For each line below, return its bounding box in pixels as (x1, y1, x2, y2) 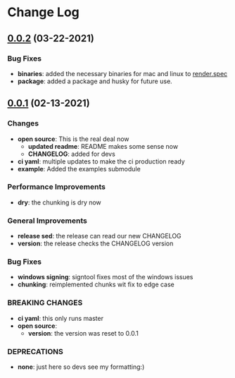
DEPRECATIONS (7, 346, 63, 356)
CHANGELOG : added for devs (27, 150, 116, 158)
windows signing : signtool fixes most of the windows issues (17, 273, 193, 281)
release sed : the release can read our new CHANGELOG (17, 232, 182, 240)
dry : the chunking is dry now (17, 198, 102, 207)
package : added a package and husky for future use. (17, 77, 172, 85)
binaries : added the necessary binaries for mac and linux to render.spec (17, 69, 228, 78)
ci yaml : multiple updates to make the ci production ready (17, 157, 185, 166)
